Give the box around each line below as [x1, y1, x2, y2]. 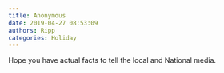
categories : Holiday [8, 33, 78, 42]
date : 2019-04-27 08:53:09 [8, 19, 98, 27]
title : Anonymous [8, 11, 66, 20]
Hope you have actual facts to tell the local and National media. [8, 56, 217, 65]
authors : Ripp [8, 26, 56, 34]
